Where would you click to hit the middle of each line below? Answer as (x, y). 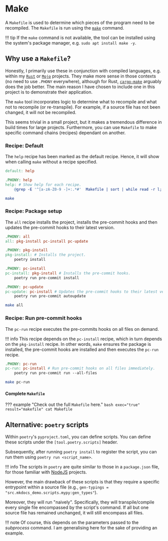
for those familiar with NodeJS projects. (46, 472)
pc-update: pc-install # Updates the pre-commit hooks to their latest (81, 292)
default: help (20, 171)
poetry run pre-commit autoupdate (50, 296)
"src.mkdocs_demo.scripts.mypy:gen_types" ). (51, 492)
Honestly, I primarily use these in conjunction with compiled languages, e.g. (83, 71)
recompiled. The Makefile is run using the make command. (65, 28)
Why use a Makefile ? (38, 59)
